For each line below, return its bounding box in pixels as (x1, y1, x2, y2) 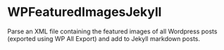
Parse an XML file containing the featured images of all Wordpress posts (7, 27, 218, 35)
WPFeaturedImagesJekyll (7, 4, 162, 20)
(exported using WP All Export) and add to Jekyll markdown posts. (7, 34, 201, 42)
